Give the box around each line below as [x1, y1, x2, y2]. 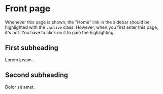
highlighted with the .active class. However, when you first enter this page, [5, 24, 159, 30]
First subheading [5, 44, 59, 52]
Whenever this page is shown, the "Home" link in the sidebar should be [5, 19, 150, 25]
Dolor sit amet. [5, 84, 35, 90]
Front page [5, 3, 51, 14]
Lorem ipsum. [5, 57, 33, 63]
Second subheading [5, 71, 68, 79]
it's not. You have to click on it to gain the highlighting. [5, 29, 115, 35]
